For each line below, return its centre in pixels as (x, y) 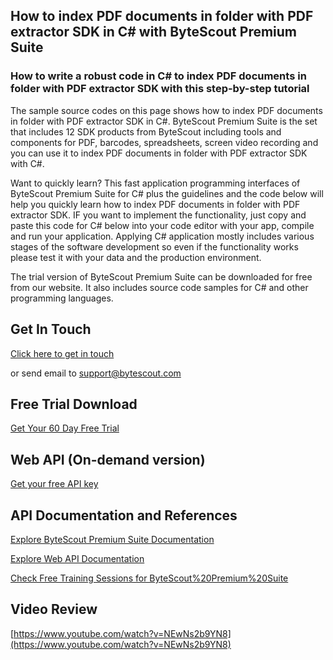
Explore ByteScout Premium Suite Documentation (112, 539)
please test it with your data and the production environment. (136, 257)
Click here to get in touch (62, 353)
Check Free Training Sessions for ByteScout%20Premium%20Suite (149, 578)
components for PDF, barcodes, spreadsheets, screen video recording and (164, 142)
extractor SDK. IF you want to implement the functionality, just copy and (158, 215)
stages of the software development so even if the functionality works (154, 246)
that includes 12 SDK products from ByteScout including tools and (146, 131)
